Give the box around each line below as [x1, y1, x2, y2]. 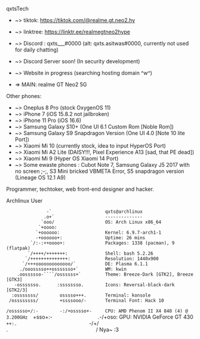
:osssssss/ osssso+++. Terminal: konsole [11, 292, 151, 298]
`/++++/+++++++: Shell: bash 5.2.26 [27, 251, 153, 256]
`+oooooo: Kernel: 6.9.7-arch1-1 [35, 230, 162, 236]
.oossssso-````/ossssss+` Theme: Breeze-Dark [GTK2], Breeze [17, 271, 194, 277]
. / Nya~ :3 [6, 326, 119, 333]
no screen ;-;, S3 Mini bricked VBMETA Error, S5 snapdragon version [14, 167, 184, 175]
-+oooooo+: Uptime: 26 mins [35, 235, 146, 241]
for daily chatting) [14, 46, 59, 53]
